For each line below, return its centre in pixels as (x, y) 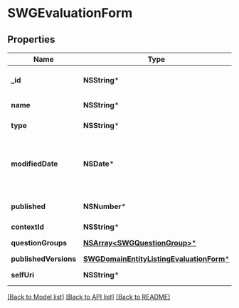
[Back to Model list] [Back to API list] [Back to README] (89, 297)
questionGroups (39, 243)
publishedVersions (44, 259)
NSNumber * (105, 206)
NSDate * (99, 164)
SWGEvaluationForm (70, 13)
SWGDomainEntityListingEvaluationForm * (156, 259)
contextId (28, 227)
